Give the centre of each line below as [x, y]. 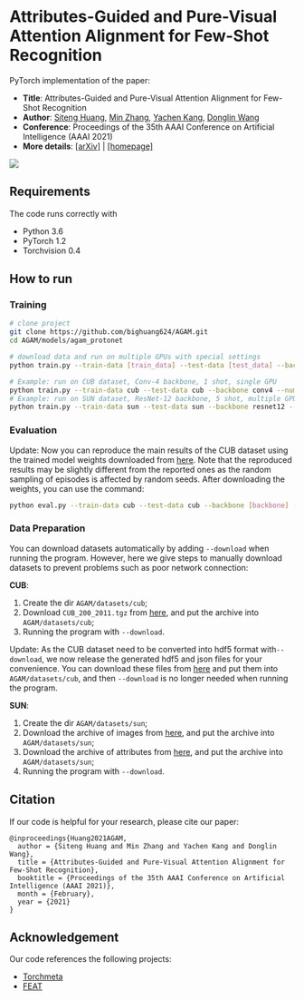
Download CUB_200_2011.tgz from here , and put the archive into [141, 612]
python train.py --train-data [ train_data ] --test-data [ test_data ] [141, 365]
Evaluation [33, 430]
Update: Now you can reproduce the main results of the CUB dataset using [149, 450]
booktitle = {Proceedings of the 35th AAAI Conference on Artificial [151, 877]
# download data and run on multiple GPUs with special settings [135, 357]
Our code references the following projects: [90, 959]
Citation [33, 800]
